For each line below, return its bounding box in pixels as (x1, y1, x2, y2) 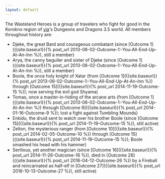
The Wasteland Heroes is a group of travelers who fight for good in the (5, 21, 150, 27)
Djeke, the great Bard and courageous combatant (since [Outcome (12, 41, 149, 47)
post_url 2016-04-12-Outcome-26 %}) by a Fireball (53, 157, 158, 163)
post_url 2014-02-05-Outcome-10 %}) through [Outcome (12, 131, 130, 137)
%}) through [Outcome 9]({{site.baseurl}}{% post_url (34, 104, 143, 110)
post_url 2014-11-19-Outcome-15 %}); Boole (53, 136, 143, 142)
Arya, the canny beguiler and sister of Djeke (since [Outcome (12, 57, 138, 63)
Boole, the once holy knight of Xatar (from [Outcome (12, 73, 120, 79)
